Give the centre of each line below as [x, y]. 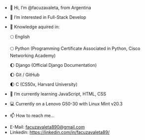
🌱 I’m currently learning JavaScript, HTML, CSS [58, 94]
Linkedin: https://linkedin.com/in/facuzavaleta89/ [60, 132]
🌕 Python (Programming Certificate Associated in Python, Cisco [75, 48]
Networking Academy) [33, 55]
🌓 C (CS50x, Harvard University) [44, 84]
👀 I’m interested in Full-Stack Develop [48, 17]
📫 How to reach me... [32, 116]
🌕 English [20, 37]
